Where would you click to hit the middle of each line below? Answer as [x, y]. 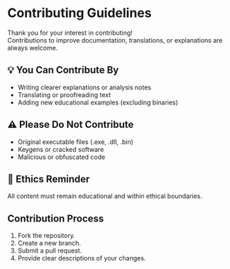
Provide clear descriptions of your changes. [82, 258]
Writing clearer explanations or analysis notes [84, 87]
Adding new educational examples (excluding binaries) [98, 102]
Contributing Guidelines [80, 13]
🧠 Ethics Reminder [49, 179]
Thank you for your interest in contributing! [70, 33]
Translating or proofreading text [64, 94]
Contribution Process [56, 218]
